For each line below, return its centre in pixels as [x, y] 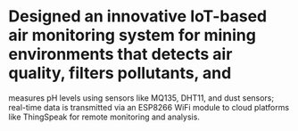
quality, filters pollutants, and [120, 74]
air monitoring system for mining [132, 35]
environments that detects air [120, 54]
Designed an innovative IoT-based [138, 16]
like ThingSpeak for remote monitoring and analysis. [104, 117]
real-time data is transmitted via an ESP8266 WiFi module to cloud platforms [149, 107]
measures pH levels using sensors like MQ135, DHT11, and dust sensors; [141, 98]
